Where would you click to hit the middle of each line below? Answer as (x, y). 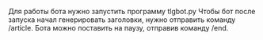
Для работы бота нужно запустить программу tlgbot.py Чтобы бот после (132, 11)
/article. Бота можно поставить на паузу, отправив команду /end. (118, 28)
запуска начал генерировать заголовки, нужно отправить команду (122, 20)
